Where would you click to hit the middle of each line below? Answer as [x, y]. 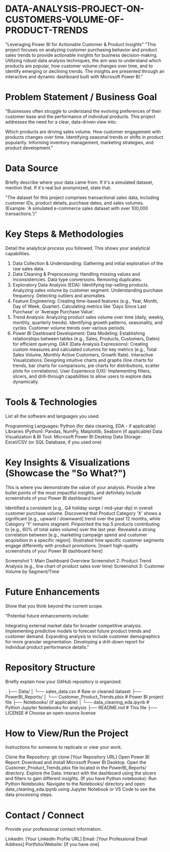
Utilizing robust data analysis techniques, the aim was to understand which [83, 60]
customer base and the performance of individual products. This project [80, 116]
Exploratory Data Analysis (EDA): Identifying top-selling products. [81, 285]
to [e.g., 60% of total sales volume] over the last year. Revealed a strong [80, 529]
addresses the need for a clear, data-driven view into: [61, 121]
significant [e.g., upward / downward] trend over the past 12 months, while [83, 518]
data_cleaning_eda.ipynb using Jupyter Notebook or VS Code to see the [80, 789]
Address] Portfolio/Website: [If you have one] [52, 844]
